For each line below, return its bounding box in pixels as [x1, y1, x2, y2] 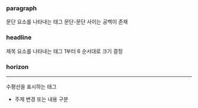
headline [6, 34, 32, 42]
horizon [6, 63, 29, 71]
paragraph [6, 4, 37, 12]
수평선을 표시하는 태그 [6, 83, 57, 90]
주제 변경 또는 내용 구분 [14, 96, 69, 103]
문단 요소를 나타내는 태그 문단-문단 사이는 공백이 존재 [6, 18, 128, 25]
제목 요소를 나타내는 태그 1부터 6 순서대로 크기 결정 [6, 47, 123, 54]
